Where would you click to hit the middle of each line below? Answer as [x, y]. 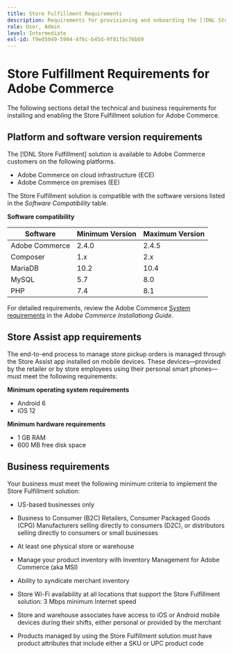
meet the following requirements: [70, 376]
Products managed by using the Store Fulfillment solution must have [115, 636]
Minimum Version [106, 234]
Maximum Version [174, 234]
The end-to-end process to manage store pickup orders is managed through [116, 354]
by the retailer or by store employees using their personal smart [98, 369]
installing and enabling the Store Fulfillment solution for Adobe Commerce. [113, 115]
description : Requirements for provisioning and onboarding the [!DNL [111, 20]
